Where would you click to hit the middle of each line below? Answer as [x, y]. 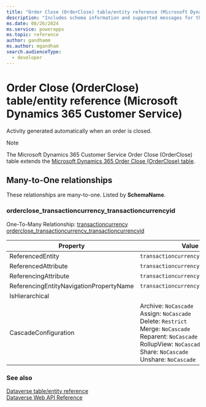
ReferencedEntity [34, 256]
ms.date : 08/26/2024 [33, 23]
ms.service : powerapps [35, 29]
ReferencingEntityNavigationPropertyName [72, 286]
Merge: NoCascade [165, 329]
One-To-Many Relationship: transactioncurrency [67, 224]
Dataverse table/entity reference [48, 391]
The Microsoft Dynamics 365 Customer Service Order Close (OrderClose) [100, 154]
